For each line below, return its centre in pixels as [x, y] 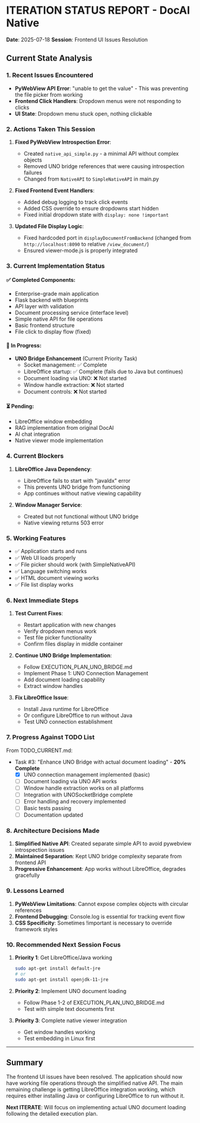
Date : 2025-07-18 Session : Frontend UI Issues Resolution [77, 39]
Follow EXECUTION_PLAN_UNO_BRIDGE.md [78, 667]
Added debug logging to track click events [76, 202]
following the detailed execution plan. [52, 1114]
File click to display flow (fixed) [53, 332]
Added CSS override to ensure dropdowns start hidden [91, 208]
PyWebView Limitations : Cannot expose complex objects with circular [101, 904]
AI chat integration [37, 434]
